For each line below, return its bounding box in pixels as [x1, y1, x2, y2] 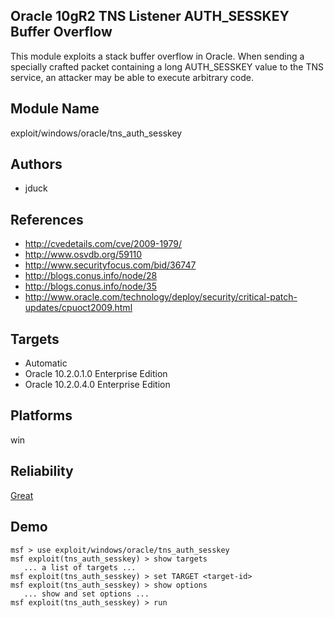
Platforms [10, 407, 73, 424]
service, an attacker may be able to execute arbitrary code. [10, 71, 254, 83]
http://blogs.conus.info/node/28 [24, 270, 158, 282]
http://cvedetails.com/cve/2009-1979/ [24, 238, 183, 250]
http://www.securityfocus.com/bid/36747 [24, 259, 197, 271]
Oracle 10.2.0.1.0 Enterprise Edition [24, 368, 168, 380]
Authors [10, 156, 63, 173]
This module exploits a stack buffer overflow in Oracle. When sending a [10, 50, 305, 62]
